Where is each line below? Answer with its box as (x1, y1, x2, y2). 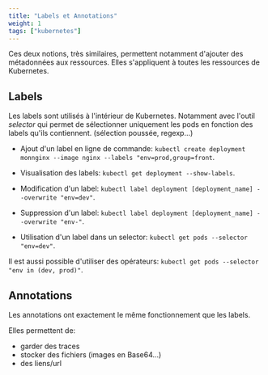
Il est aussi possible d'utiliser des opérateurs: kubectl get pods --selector (8, 256, 259, 267)
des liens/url (19, 359, 62, 368)
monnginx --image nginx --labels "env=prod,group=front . (19, 153, 215, 162)
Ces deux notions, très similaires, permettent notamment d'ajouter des (8, 49, 244, 59)
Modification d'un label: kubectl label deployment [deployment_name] (19, 183, 253, 194)
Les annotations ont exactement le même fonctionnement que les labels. (8, 310, 251, 319)
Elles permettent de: (8, 326, 76, 335)
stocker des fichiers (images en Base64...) (19, 350, 162, 360)
